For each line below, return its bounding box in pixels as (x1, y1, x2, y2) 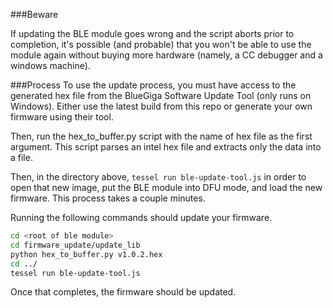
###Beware (10, 9, 59, 20)
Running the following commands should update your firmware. (10, 212, 273, 223)
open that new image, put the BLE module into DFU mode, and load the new (10, 182, 323, 193)
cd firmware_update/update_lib (10, 240, 141, 250)
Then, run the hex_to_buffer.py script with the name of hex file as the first (10, 130, 313, 142)
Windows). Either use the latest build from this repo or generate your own (10, 100, 313, 112)
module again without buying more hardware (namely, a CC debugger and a (10, 49, 323, 61)
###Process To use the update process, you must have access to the (10, 79, 297, 91)
